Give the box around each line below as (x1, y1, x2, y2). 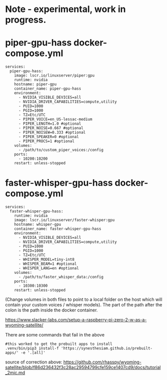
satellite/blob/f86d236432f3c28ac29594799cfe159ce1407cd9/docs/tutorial (5, 364, 161, 370)
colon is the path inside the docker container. (5, 307, 98, 313)
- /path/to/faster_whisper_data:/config (18, 274, 104, 280)
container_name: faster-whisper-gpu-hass (14, 226, 101, 231)
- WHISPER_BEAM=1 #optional (18, 261, 77, 266)
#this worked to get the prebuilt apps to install (5, 341, 113, 346)
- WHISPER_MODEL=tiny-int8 (18, 257, 75, 262)
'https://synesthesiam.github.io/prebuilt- (60, 346, 153, 351)
